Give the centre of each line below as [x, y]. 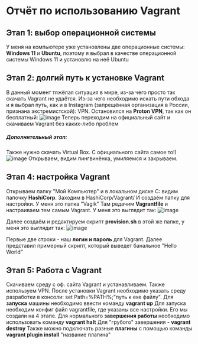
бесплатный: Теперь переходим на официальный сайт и [88, 117]
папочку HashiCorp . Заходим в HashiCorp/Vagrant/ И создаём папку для [98, 197]
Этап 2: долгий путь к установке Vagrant [85, 78]
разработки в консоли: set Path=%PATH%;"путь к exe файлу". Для [90, 297]
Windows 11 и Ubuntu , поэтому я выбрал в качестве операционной [91, 53]
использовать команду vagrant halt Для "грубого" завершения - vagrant [98, 322]
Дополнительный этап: [37, 137]
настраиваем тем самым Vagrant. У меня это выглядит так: [81, 210]
